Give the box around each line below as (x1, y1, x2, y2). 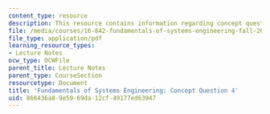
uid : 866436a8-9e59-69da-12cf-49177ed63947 (8, 94, 157, 102)
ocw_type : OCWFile (8, 57, 70, 65)
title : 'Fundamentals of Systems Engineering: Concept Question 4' (8, 86, 239, 95)
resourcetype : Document (8, 79, 88, 87)
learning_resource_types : (8, 42, 95, 50)
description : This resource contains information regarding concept (8, 19, 243, 27)
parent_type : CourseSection (8, 71, 103, 79)
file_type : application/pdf (8, 34, 103, 43)
